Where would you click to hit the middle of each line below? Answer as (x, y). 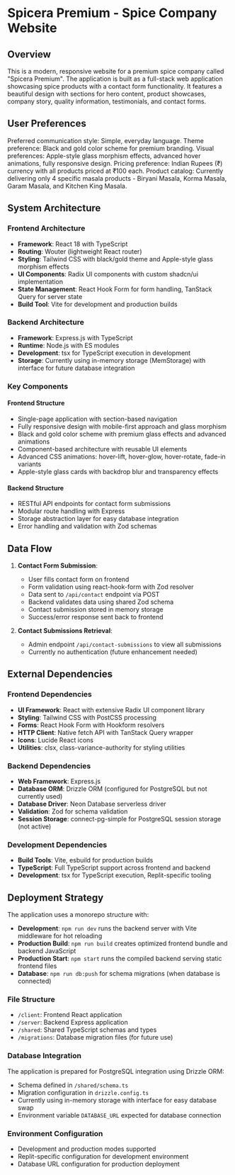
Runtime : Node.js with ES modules (68, 345)
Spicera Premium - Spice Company (112, 13)
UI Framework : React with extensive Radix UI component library (111, 709)
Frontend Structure (36, 403)
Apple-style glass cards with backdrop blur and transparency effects (118, 471)
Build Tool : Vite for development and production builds (98, 304)
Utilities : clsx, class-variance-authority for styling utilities (101, 747)
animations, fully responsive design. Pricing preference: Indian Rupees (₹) (115, 163)
